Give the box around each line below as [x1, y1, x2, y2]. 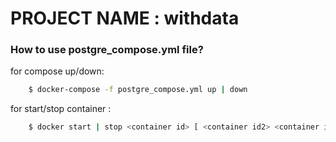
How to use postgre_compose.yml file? [10, 43, 204, 57]
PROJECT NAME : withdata [10, 7, 240, 30]
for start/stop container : [10, 103, 112, 115]
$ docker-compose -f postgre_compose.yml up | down [28, 85, 248, 95]
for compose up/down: [10, 65, 105, 77]
